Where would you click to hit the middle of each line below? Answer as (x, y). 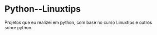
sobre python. (18, 27)
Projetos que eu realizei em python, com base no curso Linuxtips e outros (78, 22)
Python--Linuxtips (43, 9)
